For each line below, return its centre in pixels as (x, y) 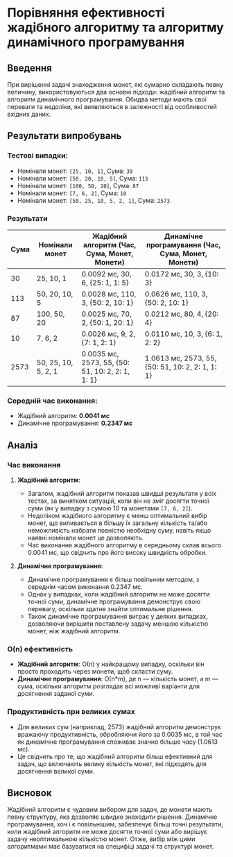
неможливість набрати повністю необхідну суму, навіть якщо (119, 530)
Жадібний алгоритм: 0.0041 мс (63, 416)
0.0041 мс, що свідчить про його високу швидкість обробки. (117, 552)
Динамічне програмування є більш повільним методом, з (113, 579)
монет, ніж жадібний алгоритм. (74, 631)
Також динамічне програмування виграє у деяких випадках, (118, 616)
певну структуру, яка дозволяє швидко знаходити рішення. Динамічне (112, 817)
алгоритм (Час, (110, 244)
